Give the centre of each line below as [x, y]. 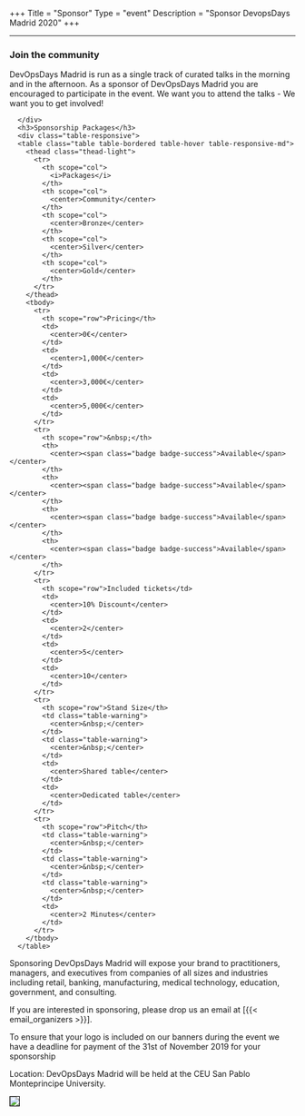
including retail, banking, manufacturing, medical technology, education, [144, 983]
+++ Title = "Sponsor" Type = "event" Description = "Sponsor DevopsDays [150, 13]
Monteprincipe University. [58, 1083]
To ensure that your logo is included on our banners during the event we [144, 1037]
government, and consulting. [63, 993]
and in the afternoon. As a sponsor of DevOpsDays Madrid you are [134, 84]
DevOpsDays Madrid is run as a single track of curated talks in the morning [150, 74]
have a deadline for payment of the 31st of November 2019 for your [135, 1047]
